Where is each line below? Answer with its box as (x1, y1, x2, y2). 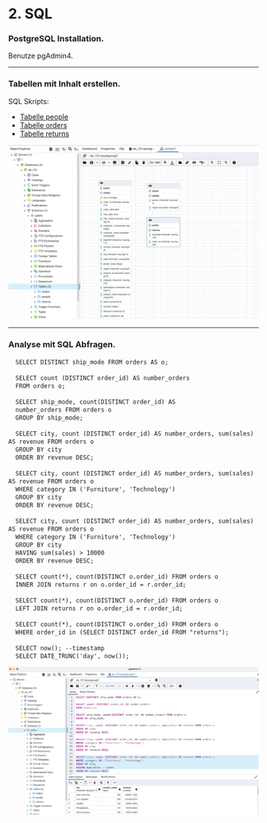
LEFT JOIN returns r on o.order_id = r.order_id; (15, 605, 183, 612)
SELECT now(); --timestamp (15, 644, 105, 652)
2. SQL (8, 5, 53, 23)
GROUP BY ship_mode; (15, 414, 83, 422)
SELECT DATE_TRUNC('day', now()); (15, 652, 130, 660)
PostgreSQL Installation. (8, 33, 105, 44)
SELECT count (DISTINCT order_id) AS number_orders (15, 374, 191, 382)
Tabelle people (19, 112, 69, 122)
